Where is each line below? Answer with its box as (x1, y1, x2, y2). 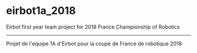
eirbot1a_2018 (6, 4, 76, 17)
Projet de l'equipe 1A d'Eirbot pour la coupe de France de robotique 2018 (6, 40, 182, 47)
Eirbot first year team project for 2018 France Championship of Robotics (6, 23, 180, 30)
